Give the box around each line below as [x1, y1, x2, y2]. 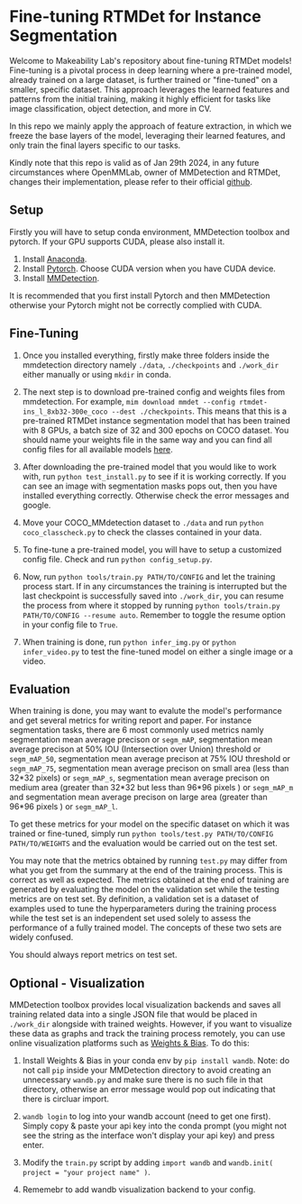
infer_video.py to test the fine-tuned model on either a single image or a [22, 646, 294, 657]
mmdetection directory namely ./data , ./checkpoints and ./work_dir [22, 359, 279, 370]
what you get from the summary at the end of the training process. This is [9, 865, 283, 876]
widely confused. [9, 932, 74, 943]
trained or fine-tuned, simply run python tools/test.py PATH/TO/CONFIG [9, 828, 274, 839]
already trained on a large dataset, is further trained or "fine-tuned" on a [9, 74, 278, 85]
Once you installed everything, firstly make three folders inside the [22, 350, 270, 360]
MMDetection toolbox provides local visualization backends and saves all [9, 999, 281, 1010]
